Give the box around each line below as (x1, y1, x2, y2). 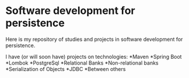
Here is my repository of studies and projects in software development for (5, 36, 183, 42)
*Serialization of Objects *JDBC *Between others (5, 65, 126, 72)
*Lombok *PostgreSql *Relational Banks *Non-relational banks (5, 59, 159, 66)
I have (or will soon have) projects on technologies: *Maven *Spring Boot (5, 53, 182, 60)
